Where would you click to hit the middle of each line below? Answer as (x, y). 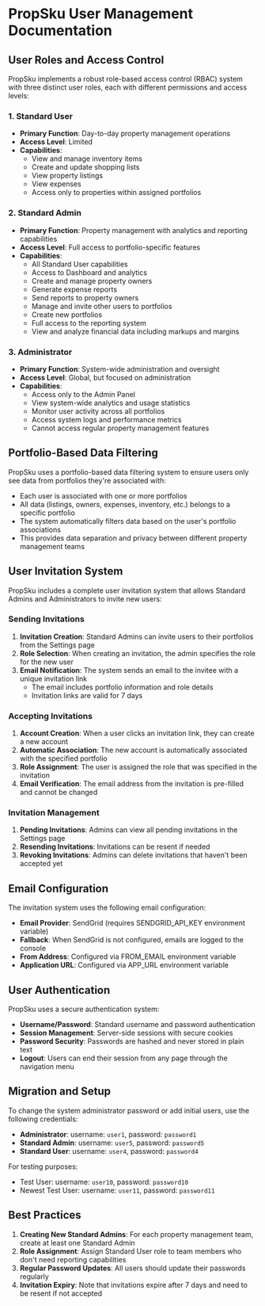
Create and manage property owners (92, 281)
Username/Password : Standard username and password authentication (137, 1025)
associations (40, 529)
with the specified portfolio (64, 758)
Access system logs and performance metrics (106, 419)
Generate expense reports (74, 289)
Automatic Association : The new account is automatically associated (133, 750)
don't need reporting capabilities (73, 1259)
